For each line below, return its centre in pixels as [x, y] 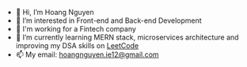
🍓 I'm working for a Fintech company [76, 29]
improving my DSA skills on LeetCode [77, 46]
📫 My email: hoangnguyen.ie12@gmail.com [87, 54]
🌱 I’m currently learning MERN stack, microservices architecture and [127, 37]
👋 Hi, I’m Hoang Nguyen [55, 12]
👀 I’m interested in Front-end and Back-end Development [108, 20]
